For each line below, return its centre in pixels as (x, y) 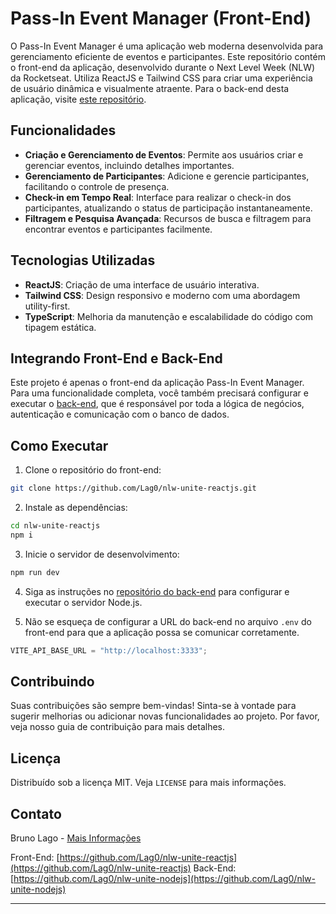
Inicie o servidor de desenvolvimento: (102, 554)
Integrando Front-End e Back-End (116, 358)
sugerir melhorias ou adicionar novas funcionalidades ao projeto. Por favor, (165, 716)
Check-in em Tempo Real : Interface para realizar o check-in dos (158, 197)
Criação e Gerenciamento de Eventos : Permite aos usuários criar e (164, 154)
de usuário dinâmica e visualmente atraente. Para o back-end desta (150, 88)
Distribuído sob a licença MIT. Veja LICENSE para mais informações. (148, 783)
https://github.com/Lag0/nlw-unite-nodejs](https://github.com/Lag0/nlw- (164, 878)
